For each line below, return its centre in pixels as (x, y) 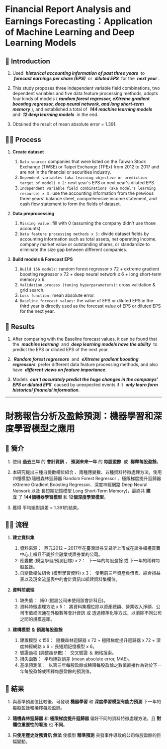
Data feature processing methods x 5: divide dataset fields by (84, 234)
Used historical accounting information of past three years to (79, 73)
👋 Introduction (28, 61)
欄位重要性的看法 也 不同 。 (40, 725)
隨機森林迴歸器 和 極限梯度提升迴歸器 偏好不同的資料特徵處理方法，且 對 (87, 719)
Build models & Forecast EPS (42, 259)
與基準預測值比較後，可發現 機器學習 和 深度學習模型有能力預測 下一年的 (87, 702)
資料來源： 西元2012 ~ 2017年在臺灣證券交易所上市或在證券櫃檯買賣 (90, 548)
